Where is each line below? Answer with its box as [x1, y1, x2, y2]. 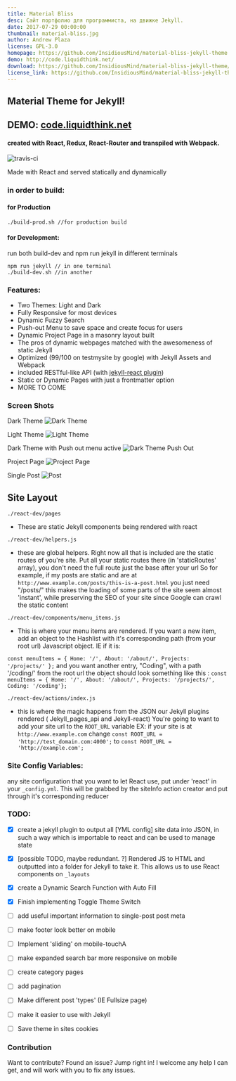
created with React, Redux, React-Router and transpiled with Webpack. [7, 139, 220, 147]
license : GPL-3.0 [7, 43, 58, 50]
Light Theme [7, 430, 44, 439]
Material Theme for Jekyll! [7, 95, 125, 107]
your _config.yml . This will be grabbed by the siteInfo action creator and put [7, 784, 228, 793]
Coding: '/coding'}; [7, 683, 68, 690]
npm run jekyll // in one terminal [7, 262, 112, 269]
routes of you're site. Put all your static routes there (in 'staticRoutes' [17, 556, 216, 565]
